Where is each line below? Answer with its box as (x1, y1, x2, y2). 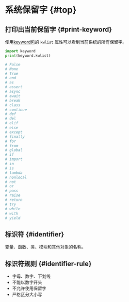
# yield (5, 216, 21, 220)
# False (5, 62, 21, 67)
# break (5, 98, 21, 103)
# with (5, 211, 18, 216)
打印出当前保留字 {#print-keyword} (5, 25, 113, 34)
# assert (5, 84, 23, 90)
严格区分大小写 (12, 292, 42, 297)
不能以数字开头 (12, 280, 42, 285)
